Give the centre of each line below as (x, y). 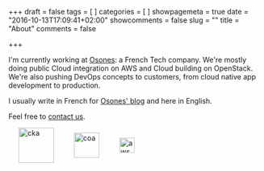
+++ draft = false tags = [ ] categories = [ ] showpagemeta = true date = (128, 12)
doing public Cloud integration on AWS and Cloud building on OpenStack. (131, 68)
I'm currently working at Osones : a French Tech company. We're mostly (128, 60)
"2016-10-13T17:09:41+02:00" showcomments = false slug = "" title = (124, 20)
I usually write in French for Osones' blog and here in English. (110, 101)
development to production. (54, 85)
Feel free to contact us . (47, 116)
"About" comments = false (52, 28)
